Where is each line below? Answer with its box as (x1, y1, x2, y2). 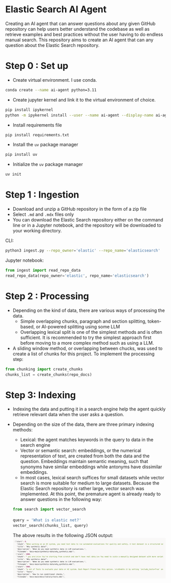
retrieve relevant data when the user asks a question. (12, 411, 125, 418)
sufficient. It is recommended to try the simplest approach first (20, 334, 152, 341)
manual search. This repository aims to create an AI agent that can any (5, 37, 154, 43)
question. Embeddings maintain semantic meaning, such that (20, 458, 149, 465)
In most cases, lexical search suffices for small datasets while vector (20, 475, 164, 481)
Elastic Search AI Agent (5, 4, 107, 15)
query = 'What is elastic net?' (12, 518, 81, 523)
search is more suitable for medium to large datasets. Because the (20, 480, 159, 486)
